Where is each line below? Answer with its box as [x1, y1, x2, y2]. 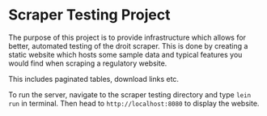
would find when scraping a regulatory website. [8, 58, 167, 68]
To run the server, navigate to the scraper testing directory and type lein [8, 89, 252, 99]
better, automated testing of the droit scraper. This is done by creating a [8, 41, 248, 50]
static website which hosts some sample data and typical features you [8, 49, 243, 59]
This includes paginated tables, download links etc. [8, 74, 180, 84]
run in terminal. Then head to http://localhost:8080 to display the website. [8, 98, 260, 108]
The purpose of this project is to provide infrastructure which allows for [8, 32, 247, 42]
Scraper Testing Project [8, 6, 171, 24]
